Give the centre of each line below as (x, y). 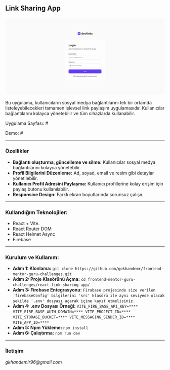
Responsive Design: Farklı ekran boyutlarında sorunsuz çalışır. (78, 194)
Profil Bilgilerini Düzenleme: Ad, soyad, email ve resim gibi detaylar (83, 173)
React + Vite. (26, 224)
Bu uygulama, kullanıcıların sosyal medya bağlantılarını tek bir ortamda (78, 103)
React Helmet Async (34, 234)
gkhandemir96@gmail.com (34, 362)
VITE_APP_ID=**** (31, 323)
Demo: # (14, 133)
